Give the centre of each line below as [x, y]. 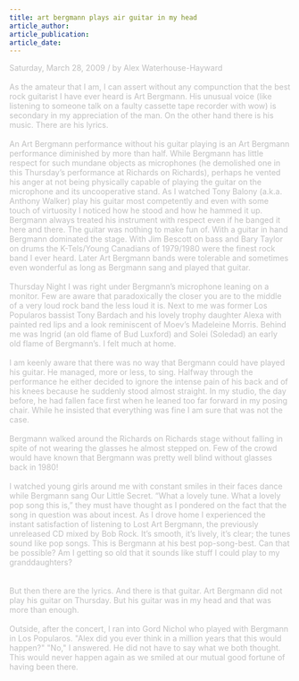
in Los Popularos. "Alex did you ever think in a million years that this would [145, 638]
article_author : [39, 26]
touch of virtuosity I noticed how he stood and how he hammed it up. [136, 210]
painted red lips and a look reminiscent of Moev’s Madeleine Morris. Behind [148, 325]
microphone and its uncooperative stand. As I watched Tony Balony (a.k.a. [146, 192]
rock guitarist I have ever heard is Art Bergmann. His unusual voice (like [141, 97]
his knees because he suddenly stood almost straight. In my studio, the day [148, 391]
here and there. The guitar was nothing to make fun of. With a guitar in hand [149, 230]
